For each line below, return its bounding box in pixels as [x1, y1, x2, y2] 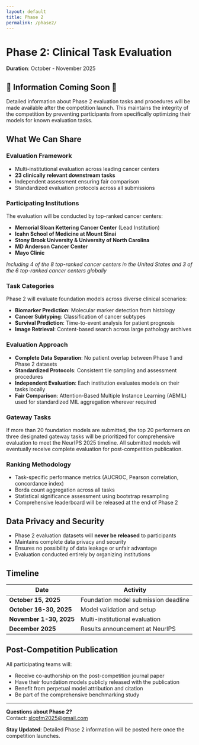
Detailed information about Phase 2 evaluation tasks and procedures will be [6, 98, 191, 105]
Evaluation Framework [6, 152, 72, 160]
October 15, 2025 [9, 595, 61, 604]
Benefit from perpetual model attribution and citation [14, 684, 143, 692]
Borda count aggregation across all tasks [14, 486, 115, 493]
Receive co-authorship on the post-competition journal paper [14, 672, 165, 679]
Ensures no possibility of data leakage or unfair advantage [14, 544, 158, 552]
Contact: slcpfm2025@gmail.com [6, 714, 88, 721]
